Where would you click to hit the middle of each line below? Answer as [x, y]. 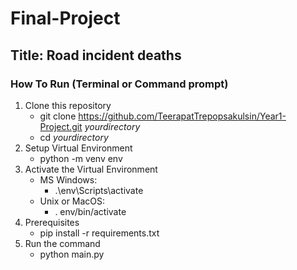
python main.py [72, 254]
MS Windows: [68, 179]
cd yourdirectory [74, 137]
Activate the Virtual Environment [91, 169]
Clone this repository [68, 105]
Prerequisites [52, 222]
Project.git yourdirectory [90, 126]
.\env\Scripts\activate [99, 190]
